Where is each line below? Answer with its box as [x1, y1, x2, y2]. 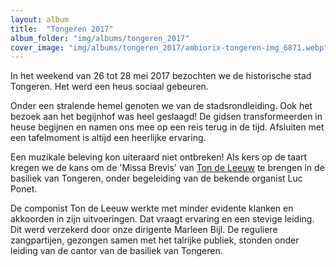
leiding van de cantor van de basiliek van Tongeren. [10, 245, 223, 257]
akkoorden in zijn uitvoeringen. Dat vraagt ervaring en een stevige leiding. [10, 213, 315, 225]
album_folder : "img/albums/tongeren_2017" [10, 33, 190, 43]
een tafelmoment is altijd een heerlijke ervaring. [10, 132, 207, 144]
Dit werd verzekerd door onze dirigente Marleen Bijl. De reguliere [10, 224, 278, 236]
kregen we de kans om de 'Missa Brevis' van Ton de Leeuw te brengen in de [10, 162, 325, 174]
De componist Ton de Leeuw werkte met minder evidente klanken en [10, 202, 294, 215]
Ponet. [10, 183, 38, 195]
